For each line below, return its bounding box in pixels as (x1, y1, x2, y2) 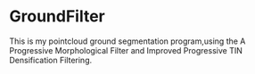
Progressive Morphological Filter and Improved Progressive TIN (9, 45, 243, 55)
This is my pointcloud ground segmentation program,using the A (9, 36, 246, 46)
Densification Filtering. (9, 54, 93, 65)
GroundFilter (9, 6, 105, 27)
